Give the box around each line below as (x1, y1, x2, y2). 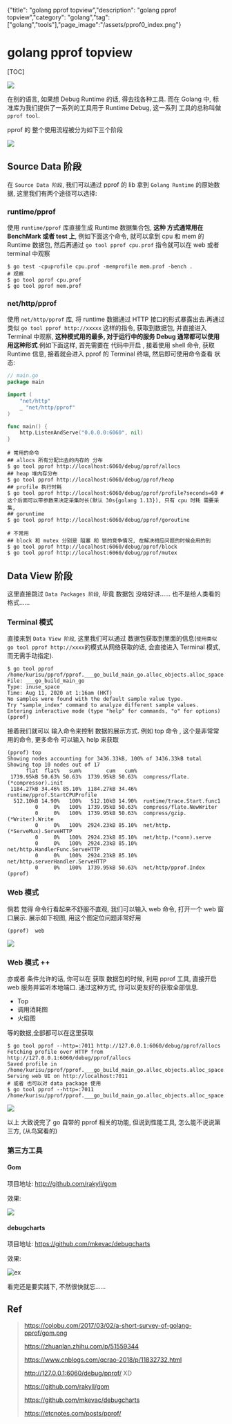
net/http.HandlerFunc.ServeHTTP (7, 846, 100, 853)
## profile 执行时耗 (7, 484, 62, 491)
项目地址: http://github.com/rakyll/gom (7, 1180, 117, 1188)
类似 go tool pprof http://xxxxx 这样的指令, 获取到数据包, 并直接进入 (7, 324, 207, 332)
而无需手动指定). (7, 652, 54, 660)
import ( (7, 391, 32, 399)
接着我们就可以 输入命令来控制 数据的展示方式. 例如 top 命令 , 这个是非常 (7, 727, 214, 736)
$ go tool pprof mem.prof (7, 283, 81, 290)
